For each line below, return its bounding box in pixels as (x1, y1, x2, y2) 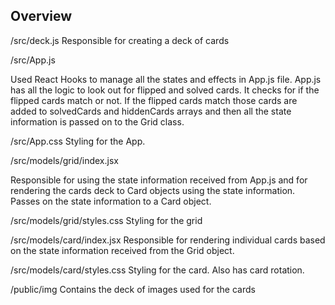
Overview (10, 8, 73, 25)
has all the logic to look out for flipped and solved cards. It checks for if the (10, 84, 320, 96)
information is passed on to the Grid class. (10, 115, 185, 128)
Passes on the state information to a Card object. (10, 195, 212, 207)
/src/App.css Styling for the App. (10, 135, 146, 147)
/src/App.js (10, 54, 56, 66)
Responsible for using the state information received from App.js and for (10, 174, 308, 186)
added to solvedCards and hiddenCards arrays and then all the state (10, 105, 292, 117)
